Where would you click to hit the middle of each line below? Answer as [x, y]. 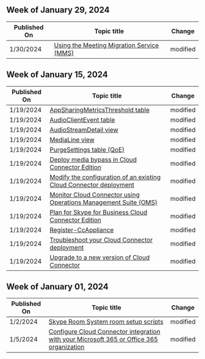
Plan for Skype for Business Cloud [99, 212]
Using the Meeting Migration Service [106, 45]
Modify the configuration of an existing [105, 177]
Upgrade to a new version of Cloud [100, 257]
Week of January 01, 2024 [57, 287]
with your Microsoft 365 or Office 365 [103, 339]
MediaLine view [72, 139]
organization [67, 347]
